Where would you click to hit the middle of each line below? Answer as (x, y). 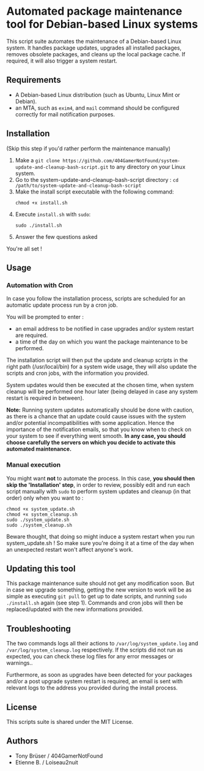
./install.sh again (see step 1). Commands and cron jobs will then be (95, 603)
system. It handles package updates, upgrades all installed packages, (94, 48)
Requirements (34, 80)
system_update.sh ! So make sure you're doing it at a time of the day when (100, 543)
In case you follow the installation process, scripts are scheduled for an (96, 299)
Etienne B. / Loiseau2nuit (46, 762)
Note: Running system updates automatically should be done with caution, (100, 410)
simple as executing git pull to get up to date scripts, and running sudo (97, 596)
